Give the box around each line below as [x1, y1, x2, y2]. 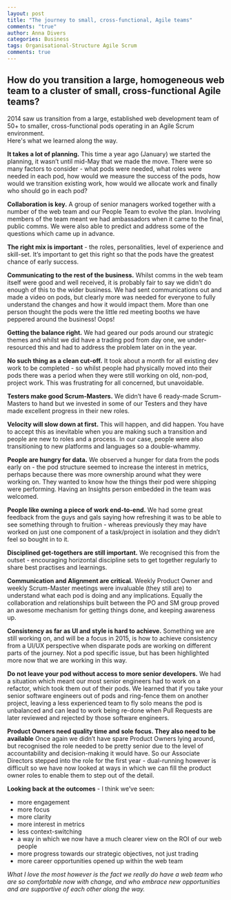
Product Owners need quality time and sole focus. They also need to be [7, 727, 216, 735]
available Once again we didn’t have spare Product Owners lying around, [7, 734, 215, 742]
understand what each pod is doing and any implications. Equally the [7, 591, 203, 599]
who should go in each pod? [7, 186, 88, 194]
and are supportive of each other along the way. [7, 885, 145, 893]
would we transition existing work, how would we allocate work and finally [7, 179, 218, 187]
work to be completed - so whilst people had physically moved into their [7, 364, 212, 372]
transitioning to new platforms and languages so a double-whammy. [7, 442, 201, 450]
